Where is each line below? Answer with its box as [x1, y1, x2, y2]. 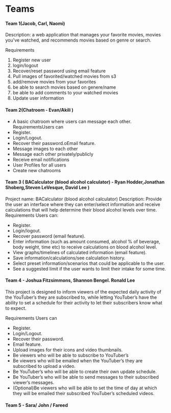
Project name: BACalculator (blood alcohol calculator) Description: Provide [5, 196, 162, 202]
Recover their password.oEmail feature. [12, 140, 96, 146]
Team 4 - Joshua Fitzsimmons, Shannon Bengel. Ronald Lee [5, 277, 135, 283]
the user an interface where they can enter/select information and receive [5, 201, 161, 208]
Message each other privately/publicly [12, 151, 93, 157]
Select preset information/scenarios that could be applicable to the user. [12, 260, 165, 266]
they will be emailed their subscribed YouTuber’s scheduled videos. [12, 390, 155, 396]
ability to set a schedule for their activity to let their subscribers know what [5, 300, 162, 305]
